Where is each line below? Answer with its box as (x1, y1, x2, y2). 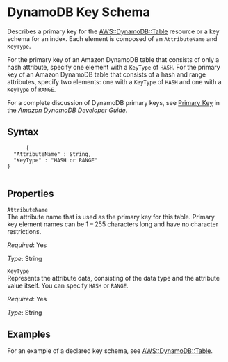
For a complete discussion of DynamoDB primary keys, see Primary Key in (7, 98, 220, 107)
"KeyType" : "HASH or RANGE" (13, 157, 98, 164)
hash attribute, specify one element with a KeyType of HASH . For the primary (7, 63, 220, 71)
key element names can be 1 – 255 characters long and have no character (7, 220, 219, 228)
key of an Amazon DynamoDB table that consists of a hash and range (7, 70, 206, 79)
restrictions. (7, 227, 42, 235)
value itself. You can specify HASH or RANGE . (7, 281, 129, 290)
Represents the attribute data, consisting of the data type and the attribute (7, 274, 220, 282)
